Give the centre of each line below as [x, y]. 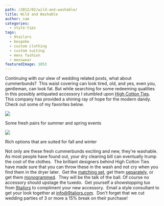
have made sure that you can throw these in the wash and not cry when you [82, 167]
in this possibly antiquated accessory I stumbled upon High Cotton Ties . [78, 94]
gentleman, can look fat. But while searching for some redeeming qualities [80, 89]
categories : [17, 23]
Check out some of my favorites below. [45, 104]
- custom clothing [28, 46]
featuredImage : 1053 [26, 64]
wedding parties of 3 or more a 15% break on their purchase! [67, 198]
